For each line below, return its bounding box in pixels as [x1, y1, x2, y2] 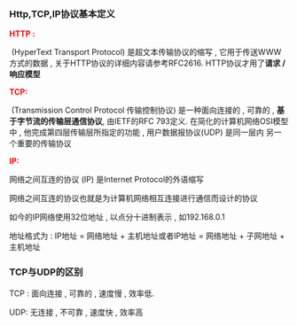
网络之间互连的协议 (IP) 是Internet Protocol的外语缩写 [9, 175, 204, 185]
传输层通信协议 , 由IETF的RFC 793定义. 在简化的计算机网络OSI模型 [47, 116, 289, 127]
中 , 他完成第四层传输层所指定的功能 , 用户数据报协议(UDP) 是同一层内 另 [9, 127, 275, 138]
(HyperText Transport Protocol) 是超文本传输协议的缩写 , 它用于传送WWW [11, 47, 282, 58]
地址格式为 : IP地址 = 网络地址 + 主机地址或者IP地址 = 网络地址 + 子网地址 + [9, 230, 285, 241]
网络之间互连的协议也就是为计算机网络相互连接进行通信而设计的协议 [9, 193, 258, 204]
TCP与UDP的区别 [9, 266, 83, 278]
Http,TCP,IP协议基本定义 [9, 7, 115, 19]
